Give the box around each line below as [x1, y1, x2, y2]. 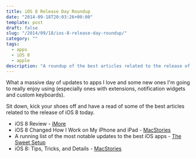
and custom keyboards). [6, 91, 65, 98]
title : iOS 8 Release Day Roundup [6, 8, 91, 15]
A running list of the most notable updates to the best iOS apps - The [14, 133, 182, 140]
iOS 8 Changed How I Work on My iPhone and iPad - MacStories [14, 126, 171, 133]
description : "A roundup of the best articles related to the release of [6, 63, 191, 69]
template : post [6, 19, 43, 25]
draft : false [6, 25, 38, 31]
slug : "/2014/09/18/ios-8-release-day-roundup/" [6, 30, 127, 36]
